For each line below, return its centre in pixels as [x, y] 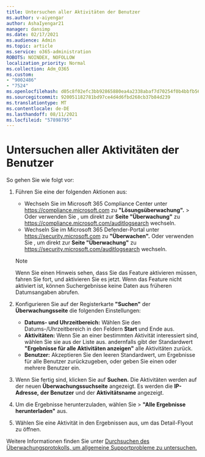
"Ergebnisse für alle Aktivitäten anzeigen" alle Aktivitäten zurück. [108, 348]
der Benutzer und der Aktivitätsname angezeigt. [102, 393]
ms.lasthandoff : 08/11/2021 [42, 114]
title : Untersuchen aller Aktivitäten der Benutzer [73, 12]
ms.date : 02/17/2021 [33, 35]
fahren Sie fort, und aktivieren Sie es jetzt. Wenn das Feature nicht [98, 279]
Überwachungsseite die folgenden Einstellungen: [78, 311]
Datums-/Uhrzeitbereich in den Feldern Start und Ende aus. [99, 329]
